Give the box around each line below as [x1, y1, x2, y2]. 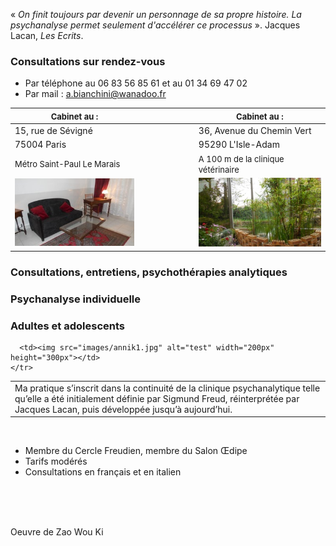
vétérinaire [198, 164, 240, 175]
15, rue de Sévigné [14, 125, 93, 137]
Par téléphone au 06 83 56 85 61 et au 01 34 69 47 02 [24, 77, 248, 89]
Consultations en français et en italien [24, 466, 182, 478]
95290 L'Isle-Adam [198, 139, 280, 151]
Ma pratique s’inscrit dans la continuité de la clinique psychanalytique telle [14, 382, 321, 394]
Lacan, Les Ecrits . [10, 30, 84, 41]
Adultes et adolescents [10, 319, 126, 333]
